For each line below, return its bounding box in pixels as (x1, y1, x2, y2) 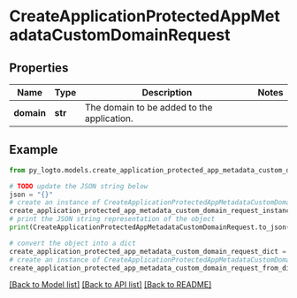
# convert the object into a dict (9, 239, 137, 248)
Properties (9, 60, 69, 75)
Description (141, 87, 193, 98)
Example (9, 142, 58, 157)
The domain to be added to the (85, 102, 213, 113)
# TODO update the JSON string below (9, 181, 148, 191)
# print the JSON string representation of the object (9, 215, 216, 224)
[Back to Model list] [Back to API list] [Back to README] (9, 279, 212, 290)
